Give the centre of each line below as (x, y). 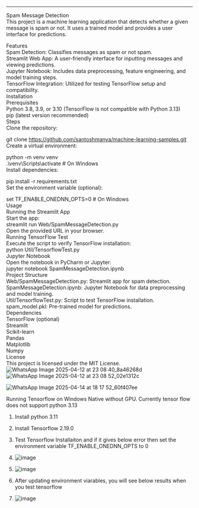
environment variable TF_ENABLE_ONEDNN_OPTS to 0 (82, 446)
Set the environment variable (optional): (54, 187)
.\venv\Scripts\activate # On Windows (52, 163)
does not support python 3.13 (42, 405)
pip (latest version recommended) (47, 115)
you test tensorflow (38, 487)
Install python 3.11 (36, 417)
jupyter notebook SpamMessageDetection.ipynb (65, 269)
